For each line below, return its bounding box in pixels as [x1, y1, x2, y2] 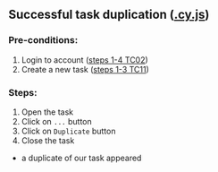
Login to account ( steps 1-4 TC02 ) [21, 54, 148, 65]
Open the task [21, 107, 73, 117]
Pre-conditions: [8, 34, 79, 47]
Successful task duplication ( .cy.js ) [8, 7, 210, 22]
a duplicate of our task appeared [21, 152, 142, 163]
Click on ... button [21, 116, 92, 126]
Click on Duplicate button [21, 125, 116, 136]
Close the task [21, 134, 75, 146]
